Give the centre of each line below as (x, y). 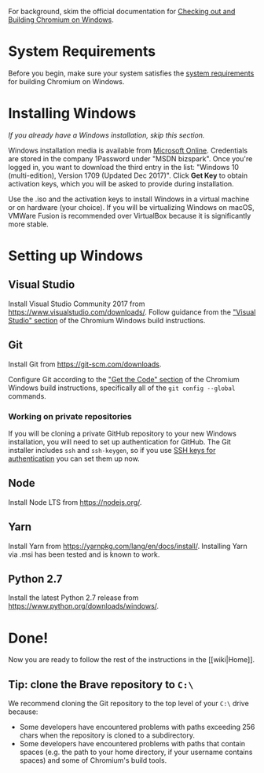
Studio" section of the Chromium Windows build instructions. (107, 320)
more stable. (28, 224)
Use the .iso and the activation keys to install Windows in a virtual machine (129, 199)
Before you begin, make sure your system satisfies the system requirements (131, 73)
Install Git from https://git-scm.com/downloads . (85, 364)
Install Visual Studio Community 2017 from (77, 304)
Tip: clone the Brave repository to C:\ (101, 685)
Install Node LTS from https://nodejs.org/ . (75, 502)
